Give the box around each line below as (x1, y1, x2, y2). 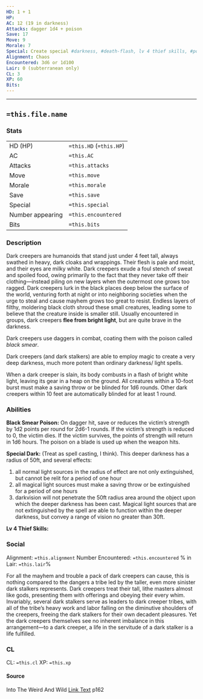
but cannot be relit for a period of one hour (14, 474, 122, 482)
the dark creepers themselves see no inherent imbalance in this (6, 617, 165, 624)
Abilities (6, 405, 31, 413)
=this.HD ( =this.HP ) (68, 142, 125, 150)
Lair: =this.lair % (6, 560, 51, 568)
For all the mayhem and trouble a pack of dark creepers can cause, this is (6, 572, 190, 579)
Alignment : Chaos (6, 54, 50, 60)
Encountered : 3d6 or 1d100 (6, 59, 74, 65)
